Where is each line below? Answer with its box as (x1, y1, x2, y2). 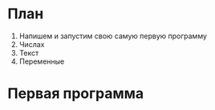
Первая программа (7, 84, 144, 103)
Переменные (18, 57, 65, 66)
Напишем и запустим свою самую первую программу (18, 31, 208, 41)
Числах (18, 39, 45, 49)
